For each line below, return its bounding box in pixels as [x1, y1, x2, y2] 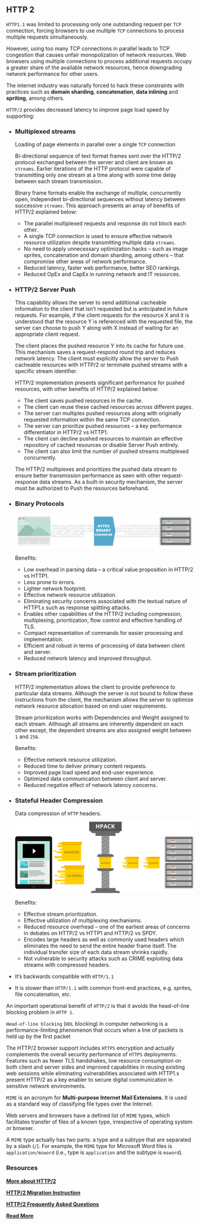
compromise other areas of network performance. [23, 258, 147, 265]
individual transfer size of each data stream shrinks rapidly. [23, 949, 169, 956]
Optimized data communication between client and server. [23, 775, 167, 782]
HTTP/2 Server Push [14, 286, 76, 294]
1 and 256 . [14, 733, 40, 740]
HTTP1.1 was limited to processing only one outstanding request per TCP [6, 20, 182, 27]
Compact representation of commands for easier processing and [23, 630, 183, 637]
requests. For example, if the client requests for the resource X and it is [14, 311, 189, 319]
